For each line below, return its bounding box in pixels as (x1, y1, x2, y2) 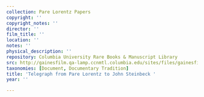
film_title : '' (6, 32, 45, 38)
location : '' (6, 37, 39, 43)
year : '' (6, 76, 29, 82)
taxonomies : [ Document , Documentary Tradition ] (6, 65, 129, 72)
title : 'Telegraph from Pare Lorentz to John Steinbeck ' (6, 71, 156, 77)
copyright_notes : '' (6, 20, 59, 26)
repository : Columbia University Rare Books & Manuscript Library (6, 54, 178, 60)
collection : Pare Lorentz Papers (6, 8, 91, 15)
